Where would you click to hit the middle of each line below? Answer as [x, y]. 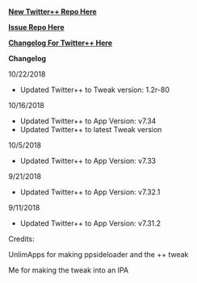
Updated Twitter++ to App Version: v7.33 [88, 161]
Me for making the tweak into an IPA [69, 270]
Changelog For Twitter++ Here [61, 43]
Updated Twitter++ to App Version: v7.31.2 [90, 223]
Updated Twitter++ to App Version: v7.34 [88, 121]
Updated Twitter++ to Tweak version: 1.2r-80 [94, 89]
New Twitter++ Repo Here [52, 12]
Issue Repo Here [36, 27]
